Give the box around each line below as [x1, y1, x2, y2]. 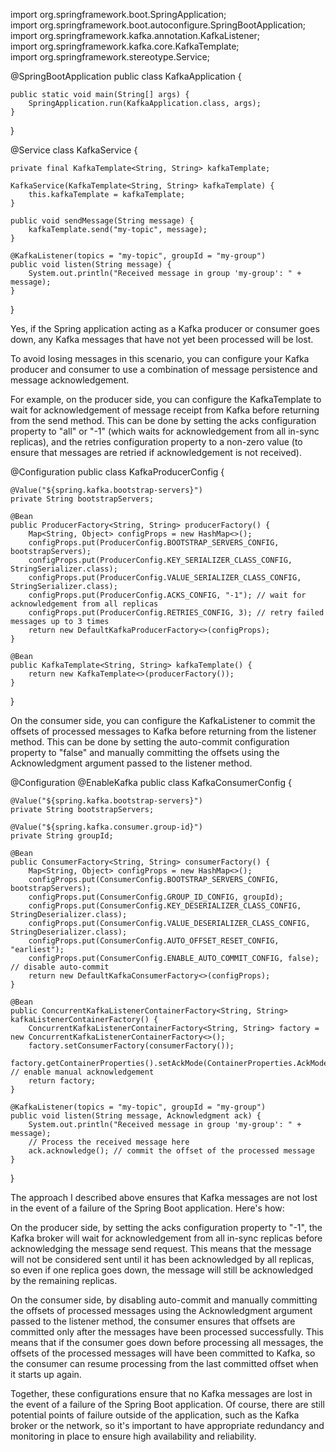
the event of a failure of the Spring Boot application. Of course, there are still [10, 1399, 325, 1410]
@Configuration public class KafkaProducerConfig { [10, 466, 225, 478]
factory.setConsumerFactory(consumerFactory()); [28, 1041, 235, 1051]
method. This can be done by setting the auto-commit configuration [10, 736, 290, 748]
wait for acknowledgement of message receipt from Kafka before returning [10, 404, 320, 416]
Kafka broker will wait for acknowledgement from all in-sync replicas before [10, 1232, 323, 1244]
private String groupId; [10, 831, 114, 841]
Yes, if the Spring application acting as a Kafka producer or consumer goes [10, 323, 320, 334]
